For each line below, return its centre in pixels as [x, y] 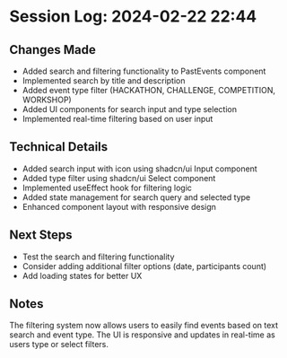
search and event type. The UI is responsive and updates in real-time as [142, 335]
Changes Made [52, 50]
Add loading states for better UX [82, 275]
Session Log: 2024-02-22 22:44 [133, 17]
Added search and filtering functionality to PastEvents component [144, 71]
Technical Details [59, 147]
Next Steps [41, 235]
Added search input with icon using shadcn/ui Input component [139, 169]
